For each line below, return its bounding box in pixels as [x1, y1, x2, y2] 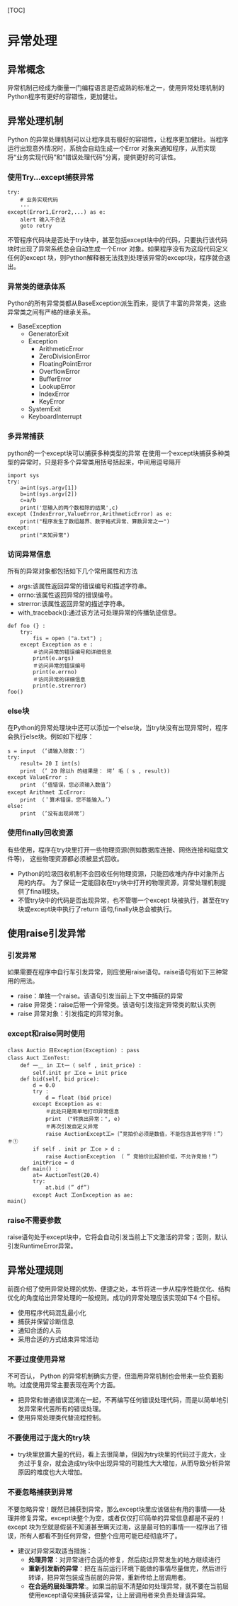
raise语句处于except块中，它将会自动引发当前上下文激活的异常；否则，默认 [7, 1232, 228, 1241]
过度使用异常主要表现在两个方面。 [19, 1380, 119, 1389]
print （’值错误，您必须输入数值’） [20, 782, 115, 789]
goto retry [20, 222, 52, 229]
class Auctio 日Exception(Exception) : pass [7, 1047, 140, 1054]
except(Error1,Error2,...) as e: [7, 209, 106, 216]
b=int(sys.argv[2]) [20, 490, 78, 498]
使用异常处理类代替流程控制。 [17, 1413, 105, 1422]
